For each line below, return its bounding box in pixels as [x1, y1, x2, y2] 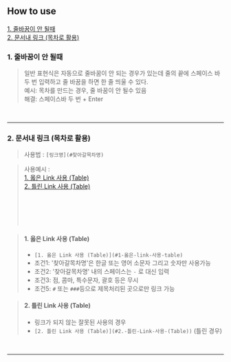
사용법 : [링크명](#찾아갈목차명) [23, 151, 104, 159]
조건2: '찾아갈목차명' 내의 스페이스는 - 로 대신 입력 [34, 267, 170, 275]
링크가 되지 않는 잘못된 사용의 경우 [34, 318, 126, 326]
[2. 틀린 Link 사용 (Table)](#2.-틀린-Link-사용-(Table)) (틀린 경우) [34, 326, 222, 334]
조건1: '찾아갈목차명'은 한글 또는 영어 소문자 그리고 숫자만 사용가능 [34, 258, 211, 267]
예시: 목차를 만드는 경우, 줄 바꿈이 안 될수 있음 [23, 86, 147, 95]
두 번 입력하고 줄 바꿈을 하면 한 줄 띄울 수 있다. [23, 78, 148, 86]
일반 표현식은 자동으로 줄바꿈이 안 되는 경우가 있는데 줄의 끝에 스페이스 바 [23, 69, 221, 78]
